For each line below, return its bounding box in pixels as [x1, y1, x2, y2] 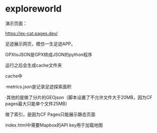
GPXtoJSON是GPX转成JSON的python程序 [5, 51, 93, 57]
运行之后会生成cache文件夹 [5, 62, 62, 68]
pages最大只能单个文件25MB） [5, 100, 70, 106]
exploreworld [5, 3, 62, 15]
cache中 [5, 73, 23, 79]
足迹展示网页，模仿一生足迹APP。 [5, 41, 76, 47]
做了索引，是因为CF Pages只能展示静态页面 [5, 111, 96, 117]
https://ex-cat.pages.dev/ [5, 30, 58, 36]
